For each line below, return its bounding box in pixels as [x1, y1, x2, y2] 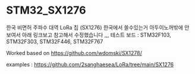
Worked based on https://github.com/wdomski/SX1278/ [6, 49, 143, 56]
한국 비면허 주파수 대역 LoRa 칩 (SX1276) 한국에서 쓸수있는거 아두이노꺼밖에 [6, 24, 183, 31]
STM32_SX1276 [6, 4, 86, 17]
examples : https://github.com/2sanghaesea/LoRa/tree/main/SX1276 [6, 60, 174, 68]
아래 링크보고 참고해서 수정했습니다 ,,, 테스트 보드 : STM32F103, [21, 31, 171, 38]
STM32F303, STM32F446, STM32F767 [6, 38, 103, 45]
